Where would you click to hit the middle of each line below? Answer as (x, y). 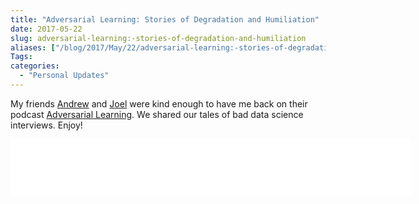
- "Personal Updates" (64, 76)
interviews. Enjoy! (46, 125)
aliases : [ (33, 47)
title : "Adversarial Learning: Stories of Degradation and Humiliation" (165, 19)
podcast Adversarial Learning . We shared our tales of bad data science (157, 114)
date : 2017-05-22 (46, 29)
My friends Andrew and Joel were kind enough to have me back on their (159, 103)
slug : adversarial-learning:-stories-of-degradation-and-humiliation (158, 38)
